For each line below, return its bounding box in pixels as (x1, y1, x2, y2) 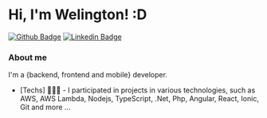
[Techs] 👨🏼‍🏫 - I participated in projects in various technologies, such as (19, 85, 256, 95)
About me (8, 52, 48, 63)
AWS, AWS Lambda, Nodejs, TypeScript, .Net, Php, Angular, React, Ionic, (19, 94, 259, 104)
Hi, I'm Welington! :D (8, 6, 147, 24)
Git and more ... (19, 102, 71, 112)
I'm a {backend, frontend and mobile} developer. (8, 70, 167, 80)
